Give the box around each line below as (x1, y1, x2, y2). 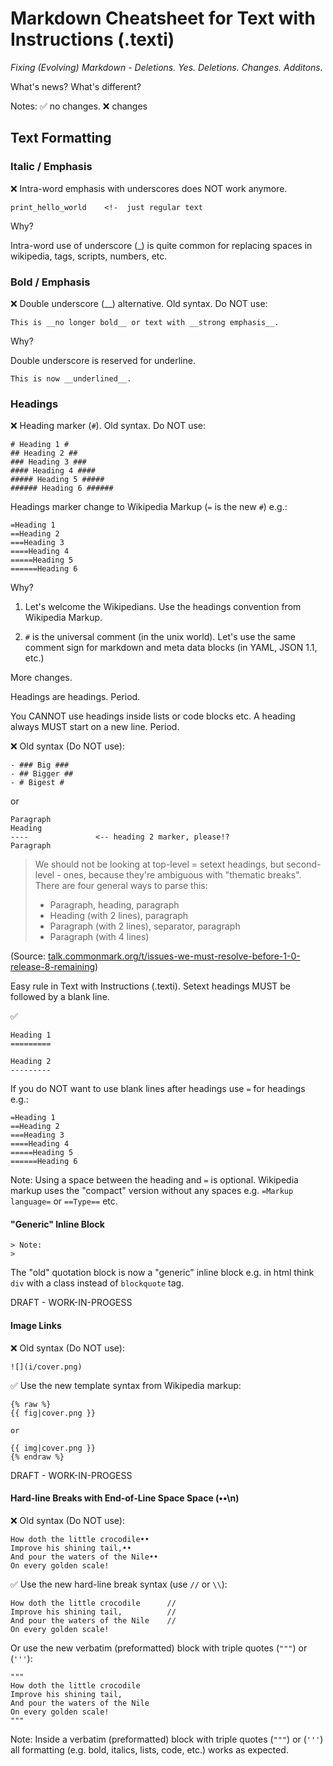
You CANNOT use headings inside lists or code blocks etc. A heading (10, 710, 296, 722)
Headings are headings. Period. (10, 691, 141, 703)
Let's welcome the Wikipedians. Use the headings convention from (24, 601, 302, 613)
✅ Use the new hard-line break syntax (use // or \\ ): (10, 1578, 228, 1590)
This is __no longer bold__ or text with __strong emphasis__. (10, 317, 280, 327)
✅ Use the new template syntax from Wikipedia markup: (10, 1379, 242, 1391)
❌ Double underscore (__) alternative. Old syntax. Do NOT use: (10, 297, 268, 309)
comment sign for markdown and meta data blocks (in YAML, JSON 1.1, (24, 642, 318, 654)
